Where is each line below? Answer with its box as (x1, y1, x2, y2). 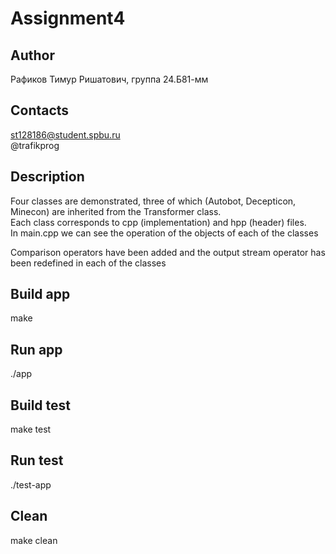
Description (10, 168, 85, 186)
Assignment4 (10, 7, 126, 30)
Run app (10, 341, 63, 358)
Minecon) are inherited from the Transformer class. (10, 205, 222, 217)
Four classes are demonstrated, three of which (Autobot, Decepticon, (10, 195, 297, 207)
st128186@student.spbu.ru (10, 128, 121, 141)
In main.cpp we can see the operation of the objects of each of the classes (10, 227, 319, 239)
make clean (10, 534, 58, 546)
